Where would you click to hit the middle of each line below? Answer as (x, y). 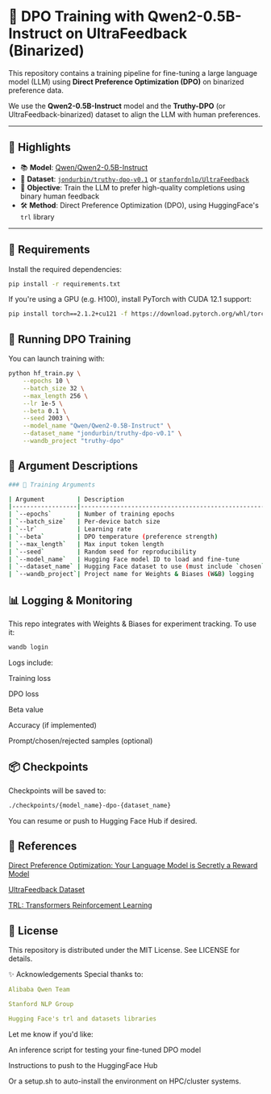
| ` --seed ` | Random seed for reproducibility (102, 552)
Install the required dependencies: (65, 269)
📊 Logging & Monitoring (71, 600)
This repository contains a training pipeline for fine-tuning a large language (133, 73)
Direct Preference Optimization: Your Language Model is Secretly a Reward (133, 866)
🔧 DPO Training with (77, 17)
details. (21, 958)
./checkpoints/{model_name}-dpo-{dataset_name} (90, 805)
